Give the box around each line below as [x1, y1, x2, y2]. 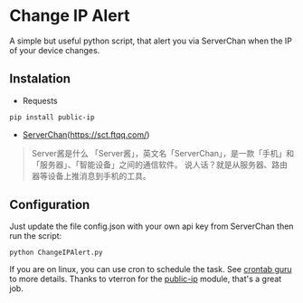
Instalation [9, 71, 71, 87]
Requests [22, 95, 58, 106]
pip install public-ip [9, 112, 95, 122]
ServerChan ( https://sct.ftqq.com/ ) [22, 128, 150, 140]
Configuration [9, 197, 90, 213]
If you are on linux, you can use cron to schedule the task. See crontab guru [9, 264, 292, 275]
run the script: [9, 231, 62, 241]
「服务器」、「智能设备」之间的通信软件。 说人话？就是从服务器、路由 [31, 159, 288, 170]
